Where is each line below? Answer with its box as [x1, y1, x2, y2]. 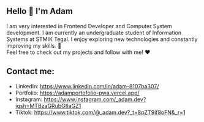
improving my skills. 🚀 [6, 42, 62, 49]
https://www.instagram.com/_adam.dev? [43, 96, 146, 103]
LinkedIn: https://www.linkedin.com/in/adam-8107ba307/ [15, 82, 159, 90]
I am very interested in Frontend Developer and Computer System [6, 22, 173, 29]
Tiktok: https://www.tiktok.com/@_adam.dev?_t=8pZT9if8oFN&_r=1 [15, 109, 186, 116]
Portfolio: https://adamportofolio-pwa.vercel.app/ [15, 89, 140, 96]
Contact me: [6, 66, 55, 77]
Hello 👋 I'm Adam [6, 6, 74, 17]
